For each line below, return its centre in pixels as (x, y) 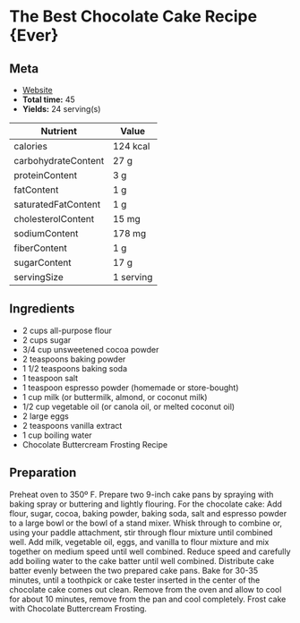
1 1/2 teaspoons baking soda (75, 368)
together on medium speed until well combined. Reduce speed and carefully (150, 551)
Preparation (43, 473)
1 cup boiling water (57, 435)
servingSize (39, 277)
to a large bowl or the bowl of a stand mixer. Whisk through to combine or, (146, 523)
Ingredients (42, 309)
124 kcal (131, 146)
